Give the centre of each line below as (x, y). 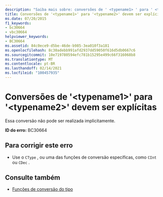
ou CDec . (21, 162)
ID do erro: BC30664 (26, 130)
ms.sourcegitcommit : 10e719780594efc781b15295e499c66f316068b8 (70, 55)
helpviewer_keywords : (27, 37)
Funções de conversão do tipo (42, 189)
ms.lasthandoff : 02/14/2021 (33, 69)
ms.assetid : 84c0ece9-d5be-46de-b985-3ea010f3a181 (57, 46)
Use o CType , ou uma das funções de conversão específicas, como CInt (84, 157)
